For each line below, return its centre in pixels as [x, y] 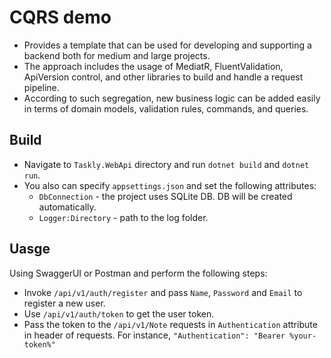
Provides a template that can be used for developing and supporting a [167, 45]
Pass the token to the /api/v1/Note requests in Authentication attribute [170, 324]
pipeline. [41, 87]
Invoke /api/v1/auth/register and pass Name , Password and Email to [163, 292]
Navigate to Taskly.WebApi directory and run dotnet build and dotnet [166, 164]
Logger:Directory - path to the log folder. [123, 217]
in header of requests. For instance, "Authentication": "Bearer [154, 335]
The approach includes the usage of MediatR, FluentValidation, [153, 66]
